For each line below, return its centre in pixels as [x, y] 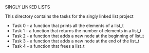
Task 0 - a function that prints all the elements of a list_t [68, 26]
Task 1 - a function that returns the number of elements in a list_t [77, 31]
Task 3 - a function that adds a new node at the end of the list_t [76, 41]
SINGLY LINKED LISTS [28, 7]
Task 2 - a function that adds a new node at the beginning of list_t [78, 36]
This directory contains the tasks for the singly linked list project [69, 16]
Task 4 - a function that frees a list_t [48, 46]
